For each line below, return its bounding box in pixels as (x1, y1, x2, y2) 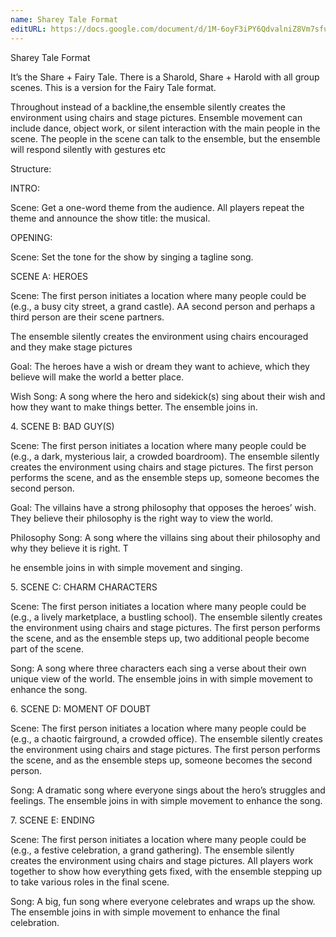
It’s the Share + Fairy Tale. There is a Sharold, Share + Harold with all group (10, 71, 320, 83)
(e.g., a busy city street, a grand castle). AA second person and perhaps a (10, 300, 316, 312)
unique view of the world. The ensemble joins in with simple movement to (10, 672, 313, 685)
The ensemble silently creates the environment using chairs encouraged (10, 330, 309, 342)
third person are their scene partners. (10, 311, 165, 323)
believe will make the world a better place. (10, 371, 185, 383)
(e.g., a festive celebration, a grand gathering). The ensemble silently (10, 844, 295, 856)
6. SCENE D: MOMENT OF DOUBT (10, 702, 152, 715)
